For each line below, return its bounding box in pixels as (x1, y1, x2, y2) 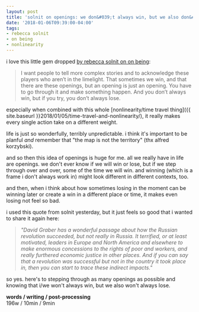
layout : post (6, 8, 38, 15)
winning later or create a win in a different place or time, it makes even (6, 191, 178, 198)
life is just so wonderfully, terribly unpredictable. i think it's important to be (6, 130, 188, 137)
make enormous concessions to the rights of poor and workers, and (20, 245, 188, 252)
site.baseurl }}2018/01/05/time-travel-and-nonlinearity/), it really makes (6, 112, 181, 119)
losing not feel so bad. (6, 197, 60, 204)
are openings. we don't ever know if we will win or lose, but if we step (6, 160, 176, 168)
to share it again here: (6, 214, 59, 222)
